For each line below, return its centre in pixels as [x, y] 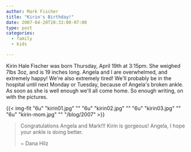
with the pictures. [27, 96]
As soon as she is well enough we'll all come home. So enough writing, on [95, 91]
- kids [19, 44]
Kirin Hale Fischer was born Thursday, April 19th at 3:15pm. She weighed [93, 65]
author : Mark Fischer [32, 11]
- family [22, 39]
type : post [19, 28]
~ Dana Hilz [34, 143]
